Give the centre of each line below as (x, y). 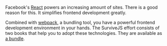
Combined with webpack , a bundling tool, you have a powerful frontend (80, 22)
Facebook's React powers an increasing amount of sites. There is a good (82, 7)
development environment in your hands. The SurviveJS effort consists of (82, 28)
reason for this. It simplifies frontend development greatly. (66, 13)
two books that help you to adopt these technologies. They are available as (84, 33)
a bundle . (15, 38)
